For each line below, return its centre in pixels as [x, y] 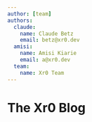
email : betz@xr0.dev [50, 40]
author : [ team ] [29, 14]
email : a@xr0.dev [45, 60]
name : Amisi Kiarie [48, 54]
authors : [20, 20]
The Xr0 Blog [46, 108]
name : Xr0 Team [42, 73]
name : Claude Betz [47, 33]
